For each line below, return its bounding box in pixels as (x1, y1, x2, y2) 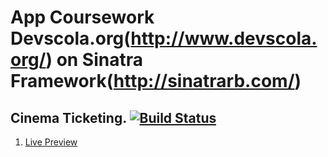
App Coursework (10, 6, 155, 29)
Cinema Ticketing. (10, 109, 127, 126)
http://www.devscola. (130, 27, 318, 50)
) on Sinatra (45, 49, 144, 71)
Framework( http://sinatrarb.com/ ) (10, 70, 302, 93)
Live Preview (24, 136, 78, 148)
